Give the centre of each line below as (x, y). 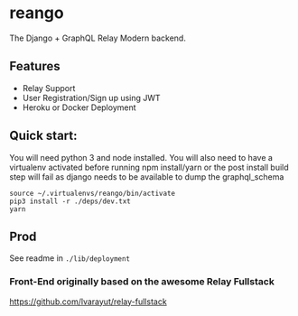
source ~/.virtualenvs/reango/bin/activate (93, 193)
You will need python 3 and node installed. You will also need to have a (141, 157)
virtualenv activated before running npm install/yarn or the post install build (149, 167)
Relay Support (49, 88)
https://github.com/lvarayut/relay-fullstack (88, 302)
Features (35, 66)
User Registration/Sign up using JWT (91, 98)
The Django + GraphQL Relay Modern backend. (98, 38)
